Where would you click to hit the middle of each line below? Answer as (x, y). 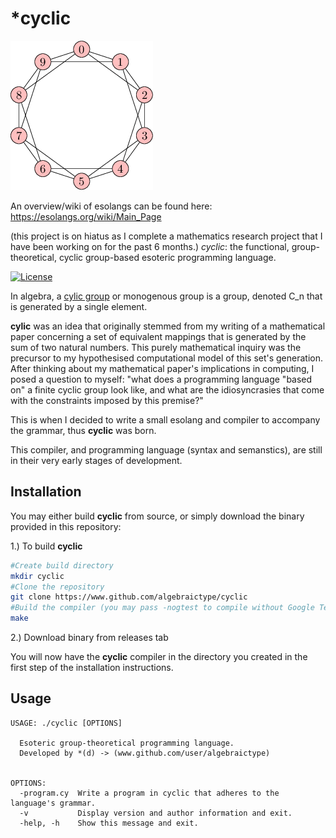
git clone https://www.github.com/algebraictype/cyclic (129, 597)
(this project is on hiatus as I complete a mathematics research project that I (166, 236)
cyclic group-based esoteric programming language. (167, 257)
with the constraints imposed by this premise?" (107, 400)
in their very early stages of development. (96, 460)
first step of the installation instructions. (92, 667)
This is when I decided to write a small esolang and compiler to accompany (165, 419)
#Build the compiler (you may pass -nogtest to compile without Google (162, 608)
